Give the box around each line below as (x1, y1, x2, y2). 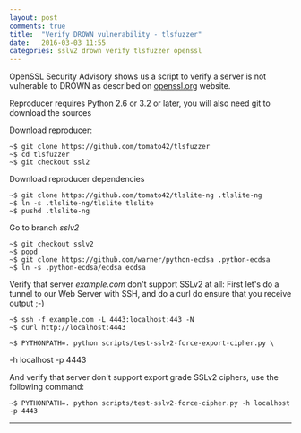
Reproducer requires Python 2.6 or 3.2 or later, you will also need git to (9, 98, 271, 108)
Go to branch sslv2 (9, 222, 80, 233)
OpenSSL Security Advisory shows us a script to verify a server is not (9, 71, 267, 82)
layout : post (9, 13, 58, 22)
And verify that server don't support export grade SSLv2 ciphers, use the (9, 372, 279, 383)
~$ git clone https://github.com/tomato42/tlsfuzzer (9, 143, 211, 152)
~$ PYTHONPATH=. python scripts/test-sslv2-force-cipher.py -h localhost (9, 399, 291, 408)
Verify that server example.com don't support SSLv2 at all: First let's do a (9, 279, 279, 290)
